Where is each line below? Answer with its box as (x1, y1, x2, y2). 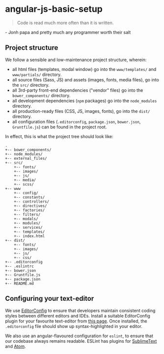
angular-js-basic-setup (5, 3, 103, 15)
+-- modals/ (14, 216, 38, 221)
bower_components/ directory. (12, 92, 71, 98)
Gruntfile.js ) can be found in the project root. (12, 124, 107, 130)
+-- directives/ (14, 203, 48, 208)
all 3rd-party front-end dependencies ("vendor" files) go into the (12, 87, 143, 93)
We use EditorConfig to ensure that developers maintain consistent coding (5, 307, 156, 314)
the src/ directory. (12, 82, 50, 88)
